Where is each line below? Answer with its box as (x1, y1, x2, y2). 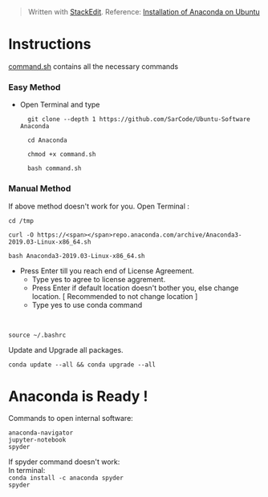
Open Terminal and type (19, 100, 100, 110)
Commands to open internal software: (8, 414, 134, 423)
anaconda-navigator (8, 429, 74, 437)
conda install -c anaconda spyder (8, 474, 124, 483)
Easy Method (8, 81, 61, 92)
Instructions (8, 35, 91, 54)
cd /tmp (8, 216, 35, 224)
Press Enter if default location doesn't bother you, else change (31, 283, 239, 293)
